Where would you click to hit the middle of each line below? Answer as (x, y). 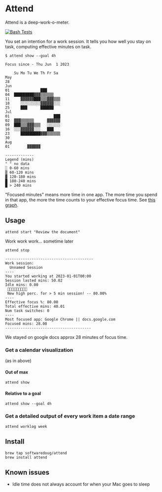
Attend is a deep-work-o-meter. (37, 22)
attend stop (17, 250)
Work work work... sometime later (39, 241)
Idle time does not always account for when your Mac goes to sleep (81, 484)
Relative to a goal (23, 393)
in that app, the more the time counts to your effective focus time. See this (81, 200)
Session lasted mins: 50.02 (34, 280)
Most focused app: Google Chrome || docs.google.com (60, 319)
